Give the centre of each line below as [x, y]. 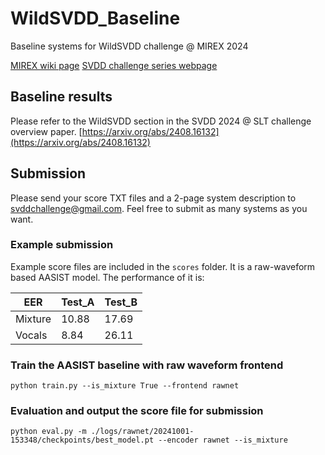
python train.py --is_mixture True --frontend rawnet [125, 386]
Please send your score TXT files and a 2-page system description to [153, 198]
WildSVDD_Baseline [95, 18]
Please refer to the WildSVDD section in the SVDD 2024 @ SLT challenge [161, 121]
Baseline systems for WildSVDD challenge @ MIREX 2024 [129, 46]
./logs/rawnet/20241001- [142, 432]
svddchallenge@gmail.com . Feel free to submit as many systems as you [159, 208]
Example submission [62, 245]
